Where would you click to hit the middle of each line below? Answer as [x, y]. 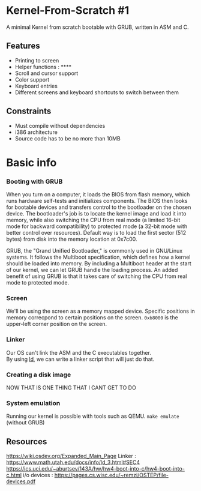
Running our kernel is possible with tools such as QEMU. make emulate [93, 416]
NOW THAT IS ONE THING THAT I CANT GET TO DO [71, 387]
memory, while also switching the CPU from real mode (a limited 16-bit [93, 220]
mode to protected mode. [38, 283]
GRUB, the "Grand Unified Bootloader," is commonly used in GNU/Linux [94, 251]
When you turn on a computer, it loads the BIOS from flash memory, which [98, 194]
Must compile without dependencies [60, 125]
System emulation [33, 403]
